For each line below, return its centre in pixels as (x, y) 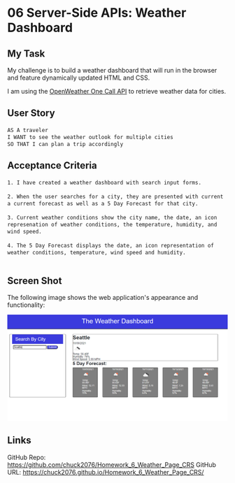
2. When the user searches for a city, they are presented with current (115, 196)
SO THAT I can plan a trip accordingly (65, 144)
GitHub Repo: (27, 457)
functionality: (26, 305)
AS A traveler (28, 130)
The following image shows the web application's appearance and (103, 298)
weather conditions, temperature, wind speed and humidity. (97, 252)
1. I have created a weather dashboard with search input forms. (104, 182)
